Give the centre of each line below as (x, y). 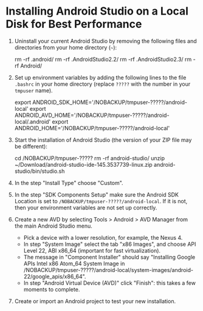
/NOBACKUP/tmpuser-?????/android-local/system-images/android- (108, 270)
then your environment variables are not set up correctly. (86, 208)
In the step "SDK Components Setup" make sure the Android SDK (97, 194)
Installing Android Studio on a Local (97, 11)
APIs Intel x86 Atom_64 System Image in (74, 264)
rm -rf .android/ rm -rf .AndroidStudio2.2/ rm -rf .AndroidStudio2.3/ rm (103, 59)
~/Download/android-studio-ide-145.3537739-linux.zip (83, 164)
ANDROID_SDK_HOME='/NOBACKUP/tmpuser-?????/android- (110, 102)
